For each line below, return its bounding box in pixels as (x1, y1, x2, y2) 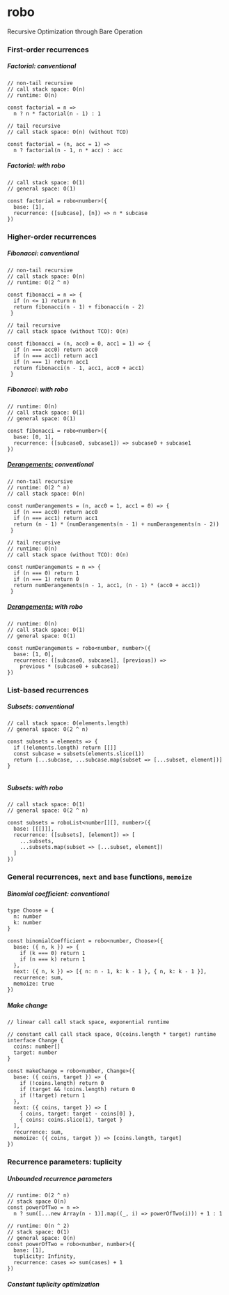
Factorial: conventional (7, 62, 77, 71)
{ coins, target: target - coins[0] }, (19, 1111, 136, 1118)
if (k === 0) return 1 (19, 950, 86, 957)
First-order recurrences (7, 45, 89, 54)
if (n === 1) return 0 (13, 575, 79, 583)
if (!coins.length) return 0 (19, 1080, 104, 1087)
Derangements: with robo (7, 602, 84, 611)
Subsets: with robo (7, 783, 63, 792)
